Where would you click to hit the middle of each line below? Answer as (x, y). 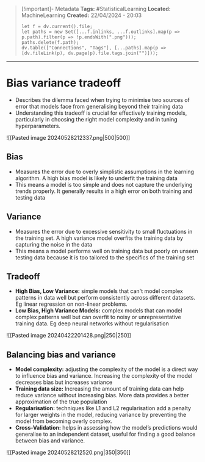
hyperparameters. (38, 126)
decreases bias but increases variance (64, 382)
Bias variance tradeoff (64, 83)
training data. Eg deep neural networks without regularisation (92, 323)
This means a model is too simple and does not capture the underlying (104, 184)
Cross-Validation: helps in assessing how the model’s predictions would (106, 428)
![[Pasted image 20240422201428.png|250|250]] (69, 336)
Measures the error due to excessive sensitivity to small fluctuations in (104, 231)
